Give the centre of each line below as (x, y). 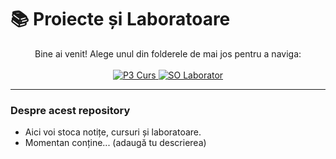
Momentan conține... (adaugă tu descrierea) (115, 143)
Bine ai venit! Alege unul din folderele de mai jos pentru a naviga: (168, 53)
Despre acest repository (70, 110)
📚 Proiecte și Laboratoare (120, 19)
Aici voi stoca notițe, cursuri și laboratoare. (113, 132)
